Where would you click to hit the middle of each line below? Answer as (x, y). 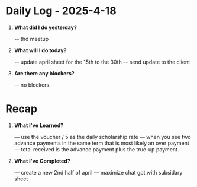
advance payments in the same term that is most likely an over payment (102, 143)
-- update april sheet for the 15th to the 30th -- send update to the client (102, 62)
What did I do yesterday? (46, 27)
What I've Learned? (39, 125)
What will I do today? (40, 50)
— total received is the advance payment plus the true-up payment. (96, 149)
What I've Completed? (42, 161)
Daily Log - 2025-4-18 (61, 11)
